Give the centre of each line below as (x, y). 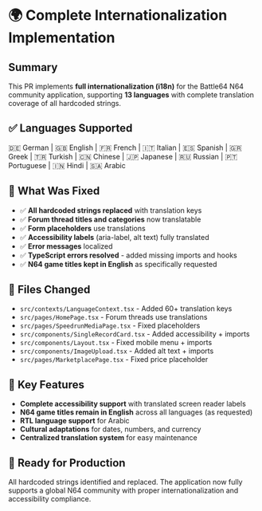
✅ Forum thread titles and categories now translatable (110, 219)
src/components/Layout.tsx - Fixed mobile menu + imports (116, 343)
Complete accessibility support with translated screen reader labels (133, 404)
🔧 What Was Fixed (54, 191)
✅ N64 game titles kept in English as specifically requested (118, 264)
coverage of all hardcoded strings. (65, 103)
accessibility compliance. (50, 499)
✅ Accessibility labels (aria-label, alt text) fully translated (114, 237)
